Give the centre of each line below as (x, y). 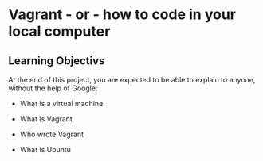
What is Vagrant (46, 119)
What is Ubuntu (45, 149)
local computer (59, 31)
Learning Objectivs (57, 61)
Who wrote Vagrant (52, 134)
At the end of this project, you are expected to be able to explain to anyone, (132, 80)
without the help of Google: (53, 88)
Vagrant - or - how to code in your (122, 15)
